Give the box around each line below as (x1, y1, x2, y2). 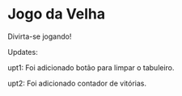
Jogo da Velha (7, 5, 106, 23)
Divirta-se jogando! (7, 31, 72, 41)
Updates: (7, 47, 38, 56)
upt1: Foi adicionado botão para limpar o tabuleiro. (7, 62, 175, 73)
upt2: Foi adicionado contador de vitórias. (7, 78, 147, 88)
